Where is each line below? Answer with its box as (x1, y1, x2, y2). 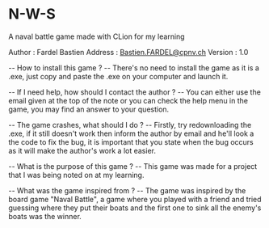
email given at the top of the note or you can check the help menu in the (8, 95, 249, 105)
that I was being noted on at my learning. (8, 170, 145, 179)
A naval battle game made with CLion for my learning (8, 32, 185, 41)
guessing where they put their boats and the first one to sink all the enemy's (8, 203, 262, 213)
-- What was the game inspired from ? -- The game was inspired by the (8, 185, 246, 195)
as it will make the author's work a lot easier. (8, 146, 156, 155)
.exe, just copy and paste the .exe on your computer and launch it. (8, 71, 229, 81)
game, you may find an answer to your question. (8, 104, 170, 114)
